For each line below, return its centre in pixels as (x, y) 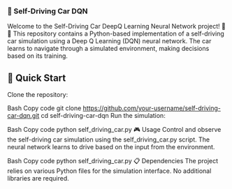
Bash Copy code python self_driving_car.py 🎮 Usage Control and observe (114, 130)
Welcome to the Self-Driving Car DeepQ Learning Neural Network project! (114, 27)
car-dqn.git (23, 116)
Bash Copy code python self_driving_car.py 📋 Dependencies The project (113, 161)
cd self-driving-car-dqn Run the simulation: (103, 116)
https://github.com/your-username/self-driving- (152, 108)
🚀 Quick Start (37, 78)
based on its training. (38, 56)
